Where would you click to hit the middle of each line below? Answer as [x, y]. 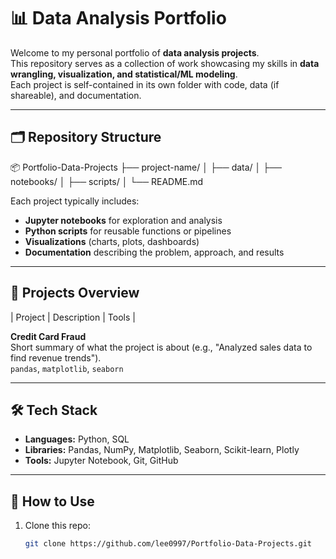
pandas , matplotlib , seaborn [67, 368]
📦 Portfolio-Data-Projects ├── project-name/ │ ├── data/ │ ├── [146, 167]
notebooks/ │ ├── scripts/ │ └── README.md [107, 181]
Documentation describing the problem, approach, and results [154, 252]
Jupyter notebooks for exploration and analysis [123, 220]
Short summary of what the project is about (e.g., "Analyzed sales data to [161, 347]
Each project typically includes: [75, 201]
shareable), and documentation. [76, 95]
